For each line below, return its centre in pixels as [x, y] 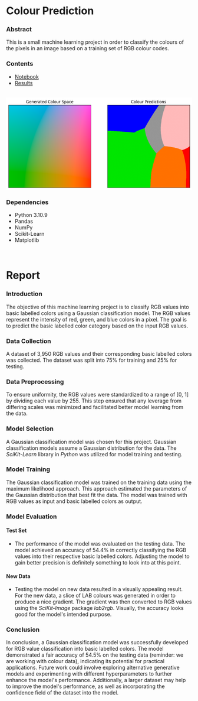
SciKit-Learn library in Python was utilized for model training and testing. [94, 454]
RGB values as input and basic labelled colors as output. [74, 501]
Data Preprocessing [35, 381]
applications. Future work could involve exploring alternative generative [93, 668]
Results [24, 83]
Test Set [16, 531]
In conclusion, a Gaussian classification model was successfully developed [97, 642]
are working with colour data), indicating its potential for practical [85, 661]
